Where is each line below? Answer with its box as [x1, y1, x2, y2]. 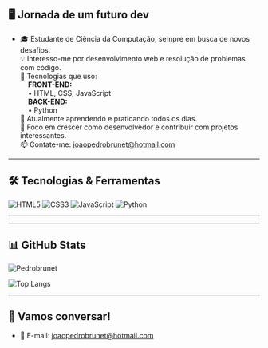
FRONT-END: [27, 80, 73, 89]
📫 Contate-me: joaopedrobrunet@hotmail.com [19, 140, 175, 149]
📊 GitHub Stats [8, 239, 86, 252]
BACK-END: [27, 97, 68, 106]
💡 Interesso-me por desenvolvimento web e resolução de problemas [19, 53, 246, 63]
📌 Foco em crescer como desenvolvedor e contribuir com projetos [19, 122, 238, 132]
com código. [19, 62, 61, 72]
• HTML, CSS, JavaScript [27, 88, 112, 97]
